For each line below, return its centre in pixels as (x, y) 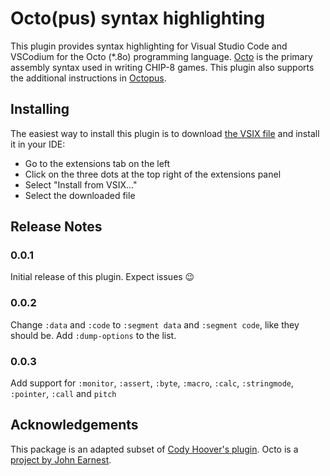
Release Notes (56, 227)
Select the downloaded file (80, 195)
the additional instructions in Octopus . (88, 78)
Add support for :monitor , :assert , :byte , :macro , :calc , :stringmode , (152, 383)
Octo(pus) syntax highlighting (138, 18)
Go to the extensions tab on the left (97, 163)
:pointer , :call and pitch (63, 394)
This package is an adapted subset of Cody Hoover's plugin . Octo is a (154, 449)
